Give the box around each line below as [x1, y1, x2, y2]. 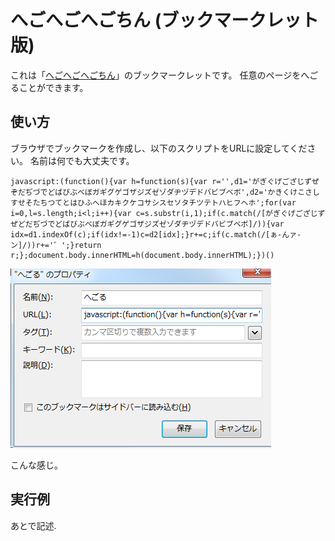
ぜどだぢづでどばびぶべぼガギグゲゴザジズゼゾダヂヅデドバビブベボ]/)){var [10, 219, 285, 229]
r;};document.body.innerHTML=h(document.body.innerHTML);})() [10, 250, 275, 260]
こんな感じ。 [10, 459, 63, 471]
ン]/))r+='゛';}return [10, 240, 102, 250]
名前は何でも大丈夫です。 [29, 154, 135, 166]
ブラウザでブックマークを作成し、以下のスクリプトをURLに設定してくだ [10, 142, 308, 154]
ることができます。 [10, 81, 89, 93]
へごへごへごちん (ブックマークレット [10, 9, 320, 32]
